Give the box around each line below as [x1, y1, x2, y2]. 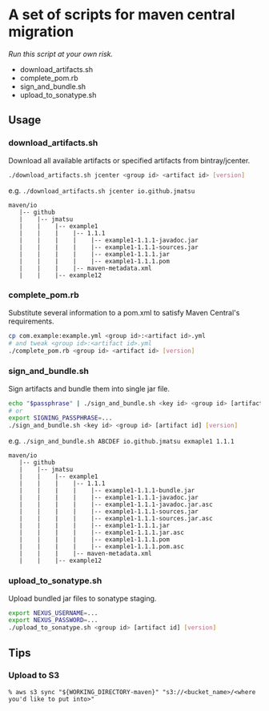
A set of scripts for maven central [8, 6, 235, 24]
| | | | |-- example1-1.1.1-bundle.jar [18, 487, 195, 495]
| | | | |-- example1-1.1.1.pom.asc [18, 543, 184, 551]
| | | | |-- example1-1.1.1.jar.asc [18, 528, 184, 537]
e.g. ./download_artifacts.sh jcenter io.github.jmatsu [8, 186, 195, 195]
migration [8, 22, 74, 41]
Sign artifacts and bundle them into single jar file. [8, 384, 171, 393]
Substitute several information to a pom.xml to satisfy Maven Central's [8, 307, 240, 317]
